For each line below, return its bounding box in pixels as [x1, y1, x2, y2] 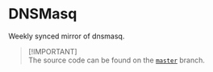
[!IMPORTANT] [27, 46, 78, 56]
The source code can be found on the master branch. [27, 55, 206, 65]
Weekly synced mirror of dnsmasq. [8, 31, 125, 41]
